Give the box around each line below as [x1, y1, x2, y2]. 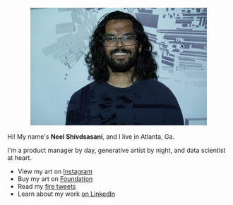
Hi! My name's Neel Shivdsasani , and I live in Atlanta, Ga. [7, 132, 175, 141]
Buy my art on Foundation [17, 175, 93, 183]
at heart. [7, 154, 32, 162]
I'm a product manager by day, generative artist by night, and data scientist [7, 146, 226, 155]
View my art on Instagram [17, 167, 93, 176]
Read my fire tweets [17, 182, 76, 191]
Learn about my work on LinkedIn [17, 190, 116, 198]
